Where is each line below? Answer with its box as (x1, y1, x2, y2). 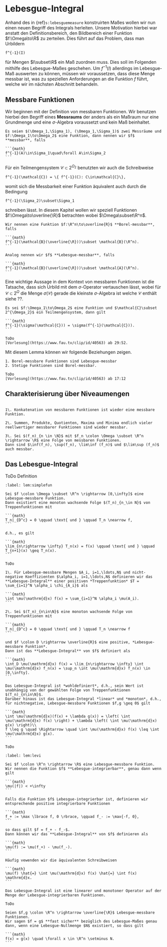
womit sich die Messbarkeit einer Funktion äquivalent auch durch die (5, 183, 147, 189)
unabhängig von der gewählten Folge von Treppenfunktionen (5, 688, 131, 693)
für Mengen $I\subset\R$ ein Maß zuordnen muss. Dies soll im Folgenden (5, 59, 157, 65)
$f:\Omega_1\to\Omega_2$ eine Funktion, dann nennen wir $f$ (5, 133, 135, 139)
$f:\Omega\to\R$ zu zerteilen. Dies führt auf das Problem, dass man (5, 35, 145, 41)
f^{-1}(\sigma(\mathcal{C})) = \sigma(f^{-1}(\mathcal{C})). (5, 322, 135, 328)
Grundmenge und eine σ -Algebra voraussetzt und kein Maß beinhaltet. (5, 119, 151, 125)
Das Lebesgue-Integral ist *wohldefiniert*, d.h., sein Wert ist (5, 683, 144, 688)
